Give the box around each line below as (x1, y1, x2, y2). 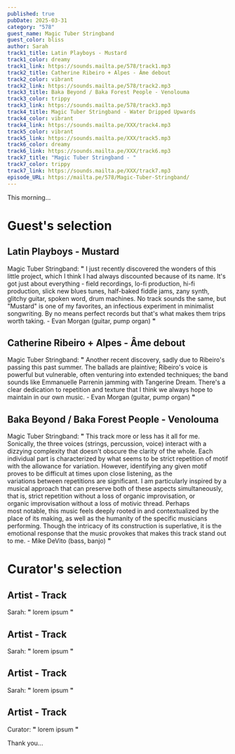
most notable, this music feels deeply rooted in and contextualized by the (7, 507, 220, 516)
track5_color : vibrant (7, 128, 74, 135)
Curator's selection (7, 561, 123, 577)
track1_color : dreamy (7, 56, 71, 63)
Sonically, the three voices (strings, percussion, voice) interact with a (7, 440, 207, 448)
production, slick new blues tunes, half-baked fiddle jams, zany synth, (7, 286, 210, 295)
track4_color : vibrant (7, 115, 74, 122)
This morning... (7, 193, 51, 201)
